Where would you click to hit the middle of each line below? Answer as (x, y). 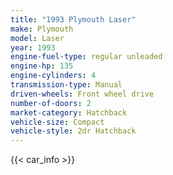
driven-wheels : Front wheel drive (82, 94)
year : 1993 (33, 47)
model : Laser (37, 38)
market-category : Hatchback (69, 112)
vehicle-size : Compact (57, 122)
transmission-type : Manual (66, 85)
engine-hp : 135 (42, 66)
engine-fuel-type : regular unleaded (86, 57)
